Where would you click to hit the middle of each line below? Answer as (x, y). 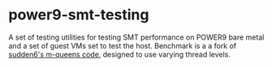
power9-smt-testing (79, 15)
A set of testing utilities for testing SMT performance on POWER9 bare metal (136, 37)
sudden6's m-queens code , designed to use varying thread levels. (120, 54)
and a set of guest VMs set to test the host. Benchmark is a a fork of (123, 45)
